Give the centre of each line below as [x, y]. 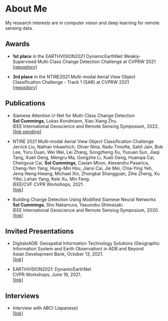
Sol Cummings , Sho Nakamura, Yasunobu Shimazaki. [68, 204]
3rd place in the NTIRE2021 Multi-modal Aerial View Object [74, 77]
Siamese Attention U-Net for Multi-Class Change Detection [73, 115]
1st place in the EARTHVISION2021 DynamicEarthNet [68, 56]
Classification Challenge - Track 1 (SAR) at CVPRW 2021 [71, 82]
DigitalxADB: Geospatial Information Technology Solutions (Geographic [86, 243]
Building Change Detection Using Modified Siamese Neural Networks [84, 199]
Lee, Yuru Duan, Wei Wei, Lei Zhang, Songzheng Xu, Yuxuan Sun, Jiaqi [86, 152]
